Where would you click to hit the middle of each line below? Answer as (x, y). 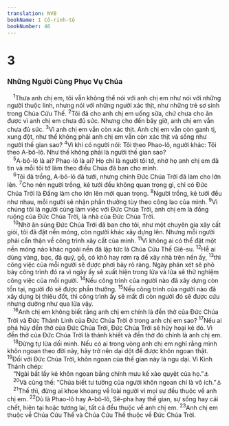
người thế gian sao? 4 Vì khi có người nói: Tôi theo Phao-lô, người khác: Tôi (112, 144)
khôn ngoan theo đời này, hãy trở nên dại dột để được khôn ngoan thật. (108, 350)
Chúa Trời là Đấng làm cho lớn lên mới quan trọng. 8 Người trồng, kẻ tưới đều (115, 193)
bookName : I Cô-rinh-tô (41, 20)
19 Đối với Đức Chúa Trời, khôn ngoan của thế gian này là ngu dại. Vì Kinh (110, 359)
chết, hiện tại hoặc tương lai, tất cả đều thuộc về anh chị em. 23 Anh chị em (112, 407)
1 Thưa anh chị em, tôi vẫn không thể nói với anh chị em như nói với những (117, 97)
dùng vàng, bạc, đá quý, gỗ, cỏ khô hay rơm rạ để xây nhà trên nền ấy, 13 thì (114, 257)
